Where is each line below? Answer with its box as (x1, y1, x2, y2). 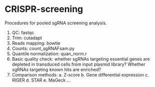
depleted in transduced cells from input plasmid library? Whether (11, 61, 146, 67)
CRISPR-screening (4, 3, 83, 15)
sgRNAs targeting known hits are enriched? (11, 66, 101, 73)
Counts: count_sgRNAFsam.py (11, 45, 75, 51)
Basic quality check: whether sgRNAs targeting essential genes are (11, 56, 150, 62)
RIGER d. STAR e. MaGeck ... (11, 77, 71, 83)
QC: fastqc (11, 29, 34, 35)
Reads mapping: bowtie (11, 40, 61, 46)
